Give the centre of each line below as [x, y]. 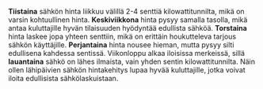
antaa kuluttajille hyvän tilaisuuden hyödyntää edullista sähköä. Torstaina [128, 28]
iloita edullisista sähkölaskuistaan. [63, 78]
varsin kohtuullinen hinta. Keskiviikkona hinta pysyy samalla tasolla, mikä [128, 20]
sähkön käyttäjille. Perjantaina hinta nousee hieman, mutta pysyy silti [121, 45]
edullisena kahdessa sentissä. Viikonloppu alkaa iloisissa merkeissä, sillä [127, 53]
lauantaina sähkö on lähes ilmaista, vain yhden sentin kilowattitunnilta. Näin [132, 61]
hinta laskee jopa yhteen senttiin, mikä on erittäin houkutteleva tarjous [122, 36]
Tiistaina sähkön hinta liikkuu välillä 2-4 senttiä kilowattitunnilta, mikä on [126, 11]
